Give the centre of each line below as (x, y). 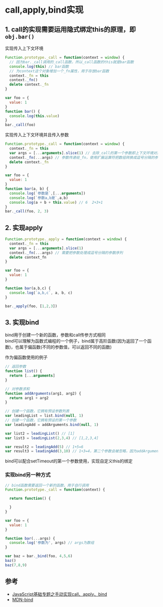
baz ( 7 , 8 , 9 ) (16, 565)
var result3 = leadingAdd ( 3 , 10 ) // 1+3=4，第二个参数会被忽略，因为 (71, 451)
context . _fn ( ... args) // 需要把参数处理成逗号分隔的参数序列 (66, 253)
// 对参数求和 (17, 389)
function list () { (24, 371)
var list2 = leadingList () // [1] (40, 433)
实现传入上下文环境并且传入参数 (37, 135)
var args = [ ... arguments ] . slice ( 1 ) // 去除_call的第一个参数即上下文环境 (81, 153)
